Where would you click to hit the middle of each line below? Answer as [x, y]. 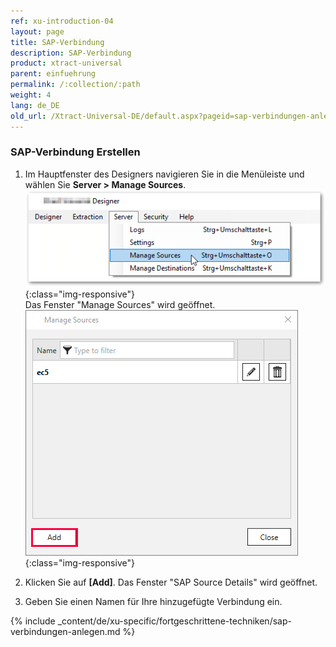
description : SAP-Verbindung [71, 53]
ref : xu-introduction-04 [62, 21]
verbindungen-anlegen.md [65, 631]
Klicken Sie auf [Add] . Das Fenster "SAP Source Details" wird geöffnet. [171, 582]
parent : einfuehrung [53, 74]
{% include [33, 621]
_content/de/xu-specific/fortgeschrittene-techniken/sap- [174, 621]
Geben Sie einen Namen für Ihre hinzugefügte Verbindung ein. [153, 601]
